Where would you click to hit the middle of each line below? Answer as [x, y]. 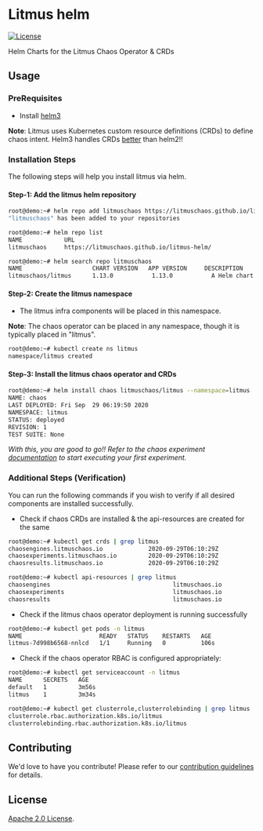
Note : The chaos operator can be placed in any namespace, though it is [124, 326]
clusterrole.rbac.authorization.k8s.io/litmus [85, 716]
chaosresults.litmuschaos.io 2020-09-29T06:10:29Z [113, 563]
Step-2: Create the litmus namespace [70, 293]
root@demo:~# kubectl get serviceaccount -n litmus [94, 672]
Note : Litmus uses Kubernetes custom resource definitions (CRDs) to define [131, 130]
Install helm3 [40, 115]
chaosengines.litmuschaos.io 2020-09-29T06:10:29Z [113, 549]
